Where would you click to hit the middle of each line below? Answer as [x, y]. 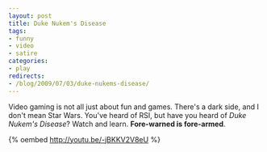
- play [19, 69]
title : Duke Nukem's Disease [57, 23]
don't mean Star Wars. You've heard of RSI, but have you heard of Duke [127, 115]
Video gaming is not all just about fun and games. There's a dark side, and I [134, 107]
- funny [21, 38]
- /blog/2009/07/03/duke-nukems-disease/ [79, 83]
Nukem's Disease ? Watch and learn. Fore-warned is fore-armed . [117, 124]
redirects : [27, 76]
